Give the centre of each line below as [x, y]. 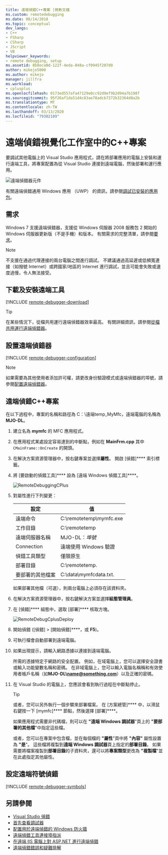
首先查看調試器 [28, 823]
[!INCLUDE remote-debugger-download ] [47, 302]
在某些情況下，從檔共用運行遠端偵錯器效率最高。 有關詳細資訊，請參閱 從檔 [83, 322]
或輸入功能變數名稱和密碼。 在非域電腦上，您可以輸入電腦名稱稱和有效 [85, 667]
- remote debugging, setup [34, 61]
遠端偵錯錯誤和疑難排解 [37, 848]
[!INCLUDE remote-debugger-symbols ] [46, 786]
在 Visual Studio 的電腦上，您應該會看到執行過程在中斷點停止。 [78, 684]
